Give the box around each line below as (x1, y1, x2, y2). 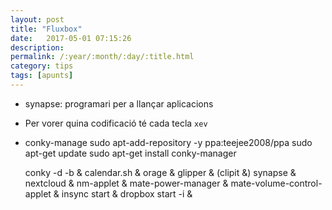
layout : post (10, 14, 65, 25)
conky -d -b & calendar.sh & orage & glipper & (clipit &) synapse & (24, 166, 297, 178)
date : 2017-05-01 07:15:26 (10, 33, 132, 43)
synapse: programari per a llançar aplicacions (24, 97, 214, 110)
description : (10, 42, 65, 53)
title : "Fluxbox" (10, 24, 83, 34)
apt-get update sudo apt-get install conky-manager (24, 147, 237, 159)
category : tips (10, 61, 74, 71)
